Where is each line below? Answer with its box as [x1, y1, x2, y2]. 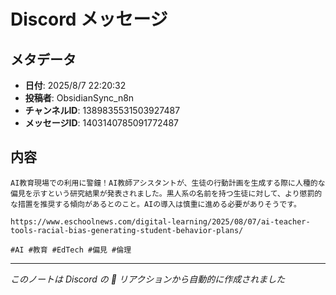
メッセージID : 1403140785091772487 [24, 117, 180, 129]
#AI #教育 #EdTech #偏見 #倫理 [10, 245, 132, 255]
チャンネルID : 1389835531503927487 [24, 105, 181, 116]
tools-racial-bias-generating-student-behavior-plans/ [10, 225, 244, 235]
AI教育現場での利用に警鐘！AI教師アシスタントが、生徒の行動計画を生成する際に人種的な [10, 178, 326, 188]
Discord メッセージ [10, 8, 168, 31]
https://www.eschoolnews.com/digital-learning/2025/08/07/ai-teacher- [10, 216, 311, 227]
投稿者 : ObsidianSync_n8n [24, 92, 135, 104]
